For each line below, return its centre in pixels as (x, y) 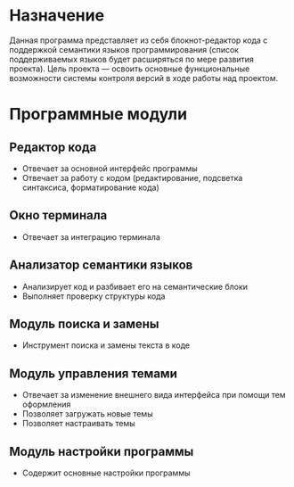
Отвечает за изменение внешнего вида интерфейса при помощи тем (154, 395)
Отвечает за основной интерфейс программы (110, 168)
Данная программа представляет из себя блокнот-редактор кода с (139, 40)
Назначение (57, 16)
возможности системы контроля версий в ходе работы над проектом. (144, 78)
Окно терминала (58, 215)
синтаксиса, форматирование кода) (91, 187)
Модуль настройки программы (102, 451)
